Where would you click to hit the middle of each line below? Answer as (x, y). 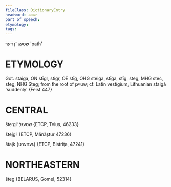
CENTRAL (27, 110)
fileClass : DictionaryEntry (35, 10)
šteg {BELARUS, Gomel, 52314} (38, 179)
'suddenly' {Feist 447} (29, 90)
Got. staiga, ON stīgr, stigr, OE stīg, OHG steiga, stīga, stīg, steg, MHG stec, (84, 79)
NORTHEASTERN (42, 165)
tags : (11, 29)
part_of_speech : (23, 19)
